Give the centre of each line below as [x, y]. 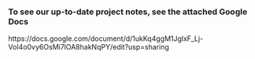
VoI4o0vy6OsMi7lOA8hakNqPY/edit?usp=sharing [89, 47]
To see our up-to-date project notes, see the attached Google [128, 12]
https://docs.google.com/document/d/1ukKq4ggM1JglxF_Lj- [105, 39]
